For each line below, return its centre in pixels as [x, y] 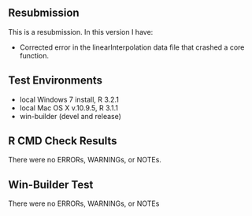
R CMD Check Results [63, 141]
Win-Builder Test [51, 184]
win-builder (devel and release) [70, 116]
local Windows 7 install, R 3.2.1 [69, 99]
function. [34, 55]
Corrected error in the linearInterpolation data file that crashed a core [132, 47]
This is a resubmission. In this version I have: [81, 32]
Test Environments [56, 81]
